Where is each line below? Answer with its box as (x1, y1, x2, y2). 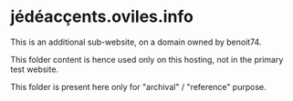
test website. (10, 64, 58, 75)
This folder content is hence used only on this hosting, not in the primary (10, 54, 284, 65)
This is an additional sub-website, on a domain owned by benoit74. (10, 36, 262, 47)
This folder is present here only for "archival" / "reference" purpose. (10, 81, 267, 92)
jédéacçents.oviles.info (10, 6, 194, 27)
